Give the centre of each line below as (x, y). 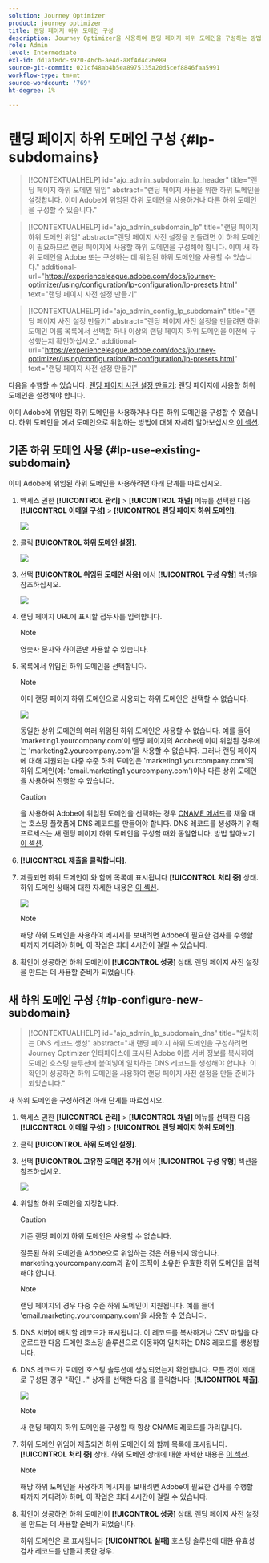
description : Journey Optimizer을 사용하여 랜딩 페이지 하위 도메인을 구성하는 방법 (135, 38)
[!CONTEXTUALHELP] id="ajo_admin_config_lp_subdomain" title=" (138, 311)
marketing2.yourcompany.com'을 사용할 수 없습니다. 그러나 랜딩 (133, 751)
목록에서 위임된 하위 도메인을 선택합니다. (83, 667)
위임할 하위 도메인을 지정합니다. (69, 1203)
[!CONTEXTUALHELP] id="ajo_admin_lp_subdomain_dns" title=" (134, 1033)
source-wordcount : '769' (50, 83)
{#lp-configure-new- (149, 999)
